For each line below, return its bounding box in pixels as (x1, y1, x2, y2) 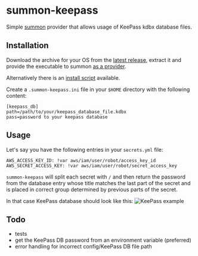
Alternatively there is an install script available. (6, 74, 120, 81)
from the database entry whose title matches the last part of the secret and (6, 179, 191, 186)
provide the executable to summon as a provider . (6, 63, 126, 70)
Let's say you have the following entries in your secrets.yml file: (6, 146, 163, 153)
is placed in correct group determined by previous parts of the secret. (6, 186, 178, 193)
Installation (6, 40, 49, 51)
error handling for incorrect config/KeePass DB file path (14, 243, 152, 250)
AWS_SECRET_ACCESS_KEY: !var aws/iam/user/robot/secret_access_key (6, 163, 178, 168)
